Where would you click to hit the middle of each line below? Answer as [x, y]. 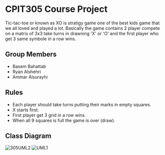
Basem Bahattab [29, 66]
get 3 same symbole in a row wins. [41, 39]
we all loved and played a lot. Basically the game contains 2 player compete [82, 28]
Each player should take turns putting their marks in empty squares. [82, 104]
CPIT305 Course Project [56, 9]
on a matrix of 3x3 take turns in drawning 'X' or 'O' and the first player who [82, 33]
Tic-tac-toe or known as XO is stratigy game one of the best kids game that [82, 23]
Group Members [31, 54]
